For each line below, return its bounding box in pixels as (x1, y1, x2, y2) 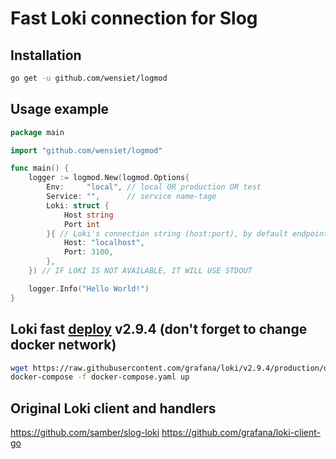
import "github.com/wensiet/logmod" (10, 145, 163, 156)
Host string (63, 210, 114, 220)
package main (10, 127, 65, 137)
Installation (10, 47, 82, 64)
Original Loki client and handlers (10, 400, 217, 417)
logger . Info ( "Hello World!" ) (28, 283, 150, 294)
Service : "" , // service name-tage (46, 192, 217, 202)
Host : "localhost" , (63, 238, 145, 248)
